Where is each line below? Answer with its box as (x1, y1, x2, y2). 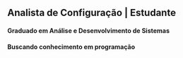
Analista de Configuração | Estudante (7, 7, 177, 19)
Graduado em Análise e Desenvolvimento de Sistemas (7, 26, 170, 35)
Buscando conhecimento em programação (7, 43, 136, 51)
